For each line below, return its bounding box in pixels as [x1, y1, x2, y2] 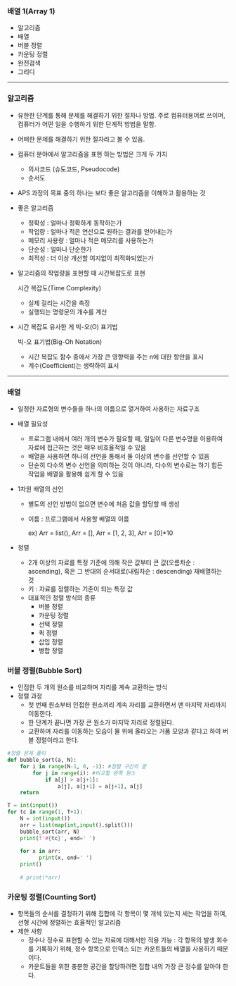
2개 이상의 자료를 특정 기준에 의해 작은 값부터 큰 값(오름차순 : [27, 558, 195, 567]
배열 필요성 [17, 419, 48, 428]
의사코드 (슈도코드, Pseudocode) [27, 164, 120, 173]
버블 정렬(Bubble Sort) [7, 665, 82, 675]
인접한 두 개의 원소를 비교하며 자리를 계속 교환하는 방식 [17, 683, 168, 691]
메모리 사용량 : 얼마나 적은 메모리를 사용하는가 [27, 236, 154, 245]
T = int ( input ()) [7, 802, 58, 809]
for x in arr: [20, 848, 61, 855]
